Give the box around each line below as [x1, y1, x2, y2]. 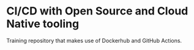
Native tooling [6, 17, 80, 31]
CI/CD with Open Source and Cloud [6, 4, 188, 18]
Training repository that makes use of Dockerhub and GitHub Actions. [6, 37, 182, 44]
